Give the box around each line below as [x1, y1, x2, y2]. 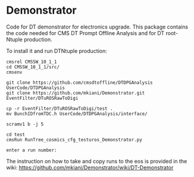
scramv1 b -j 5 [6, 121, 44, 127]
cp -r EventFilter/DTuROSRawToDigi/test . [6, 105, 113, 112]
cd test [6, 131, 26, 137]
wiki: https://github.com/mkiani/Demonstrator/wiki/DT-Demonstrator [6, 164, 174, 171]
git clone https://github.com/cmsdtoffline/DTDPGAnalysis [6, 80, 153, 86]
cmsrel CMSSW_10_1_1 [6, 59, 58, 65]
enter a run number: [6, 147, 58, 153]
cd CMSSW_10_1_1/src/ [6, 64, 60, 70]
